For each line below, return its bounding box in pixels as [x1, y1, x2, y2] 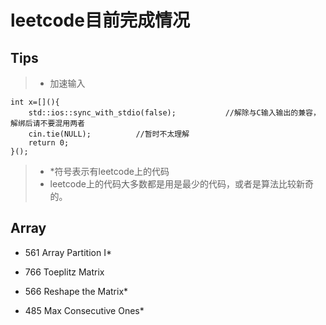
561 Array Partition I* [24, 246, 112, 258]
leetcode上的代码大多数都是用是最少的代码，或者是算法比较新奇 [49, 178, 314, 190]
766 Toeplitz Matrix [24, 266, 105, 278]
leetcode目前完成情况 [10, 9, 190, 32]
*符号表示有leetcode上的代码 [49, 166, 170, 177]
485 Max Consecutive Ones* [24, 304, 145, 316]
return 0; [28, 138, 70, 148]
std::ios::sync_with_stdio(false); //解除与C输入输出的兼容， [28, 108, 321, 118]
